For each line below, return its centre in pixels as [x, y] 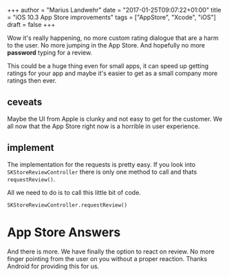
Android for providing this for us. [53, 266]
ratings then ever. [32, 81]
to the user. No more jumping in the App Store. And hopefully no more [106, 45]
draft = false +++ [31, 24]
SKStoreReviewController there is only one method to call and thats [102, 172]
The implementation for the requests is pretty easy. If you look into [101, 164]
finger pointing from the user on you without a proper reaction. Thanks [107, 258]
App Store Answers [64, 232]
